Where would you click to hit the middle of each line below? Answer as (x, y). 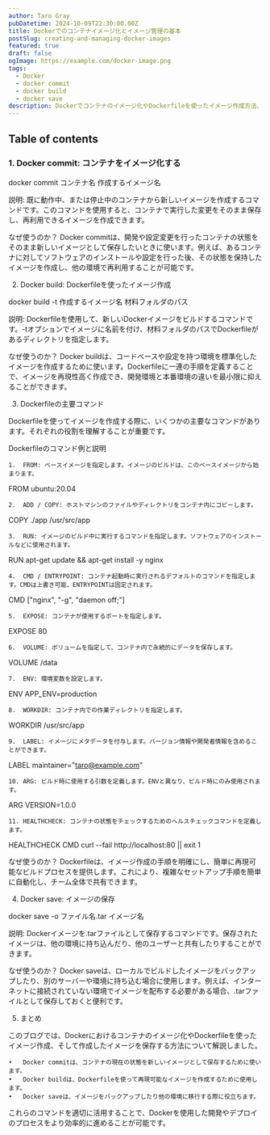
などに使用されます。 (44, 545)
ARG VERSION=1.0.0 (42, 804)
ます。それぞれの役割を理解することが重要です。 (89, 431)
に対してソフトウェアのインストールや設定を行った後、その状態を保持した (139, 257)
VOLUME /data (33, 662)
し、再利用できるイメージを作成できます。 (79, 220)
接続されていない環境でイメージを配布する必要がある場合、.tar (141, 990)
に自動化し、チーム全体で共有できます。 (75, 881)
